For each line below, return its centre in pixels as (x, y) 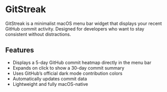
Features (20, 50)
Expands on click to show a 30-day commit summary (68, 68)
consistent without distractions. (38, 34)
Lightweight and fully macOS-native (50, 84)
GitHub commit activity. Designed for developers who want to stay (75, 28)
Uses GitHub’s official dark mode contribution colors (67, 73)
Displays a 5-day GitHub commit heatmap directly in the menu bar (82, 63)
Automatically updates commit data (50, 79)
